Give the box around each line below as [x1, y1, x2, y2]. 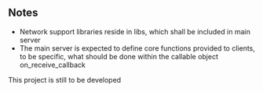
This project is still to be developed [8, 75, 122, 84]
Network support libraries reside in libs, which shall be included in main [19, 27, 251, 36]
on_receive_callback [19, 60, 86, 69]
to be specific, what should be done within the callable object [19, 51, 218, 61]
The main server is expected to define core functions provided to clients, [19, 43, 255, 53]
